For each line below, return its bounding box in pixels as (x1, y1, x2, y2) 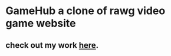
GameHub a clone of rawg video (5, 4, 166, 18)
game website (5, 17, 76, 30)
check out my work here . (5, 40, 99, 50)
